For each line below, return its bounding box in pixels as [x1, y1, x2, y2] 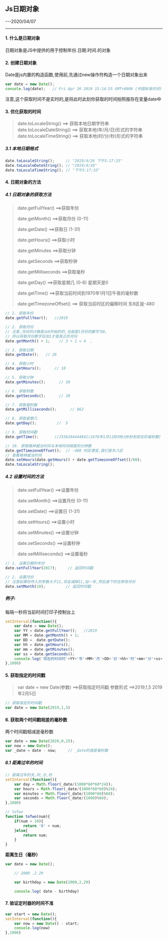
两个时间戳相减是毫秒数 [5, 729, 53, 735]
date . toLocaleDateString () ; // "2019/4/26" [5, 163, 97, 168]
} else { [14, 828, 28, 833]
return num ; [23, 833, 48, 838]
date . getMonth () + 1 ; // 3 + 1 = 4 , [5, 339, 93, 344]
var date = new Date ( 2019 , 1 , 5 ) [5, 705, 70, 710]
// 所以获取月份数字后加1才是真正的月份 [5, 334, 77, 339]
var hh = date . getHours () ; [14, 642, 70, 647]
